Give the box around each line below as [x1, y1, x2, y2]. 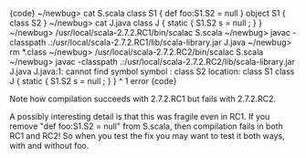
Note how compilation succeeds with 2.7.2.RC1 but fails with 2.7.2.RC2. [9, 93, 277, 104]
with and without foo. [9, 141, 90, 151]
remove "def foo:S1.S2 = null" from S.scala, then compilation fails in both [9, 121, 283, 132]
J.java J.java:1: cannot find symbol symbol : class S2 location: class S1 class [9, 66, 295, 77]
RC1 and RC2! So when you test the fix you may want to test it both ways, [9, 131, 285, 141]
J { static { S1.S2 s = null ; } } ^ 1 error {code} [9, 76, 177, 86]
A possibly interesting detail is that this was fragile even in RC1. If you [9, 111, 270, 121]
